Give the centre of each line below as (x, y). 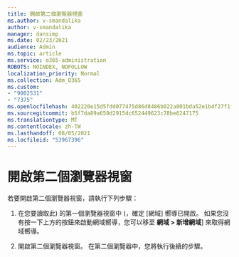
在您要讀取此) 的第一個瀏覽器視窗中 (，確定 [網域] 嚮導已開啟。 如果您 (120, 214)
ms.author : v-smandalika (44, 21)
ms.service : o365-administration (57, 61)
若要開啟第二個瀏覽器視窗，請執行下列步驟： (73, 198)
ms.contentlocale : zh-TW (44, 126)
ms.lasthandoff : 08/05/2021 (49, 133)
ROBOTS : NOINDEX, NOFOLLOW (47, 67)
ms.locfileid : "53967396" (46, 140)
